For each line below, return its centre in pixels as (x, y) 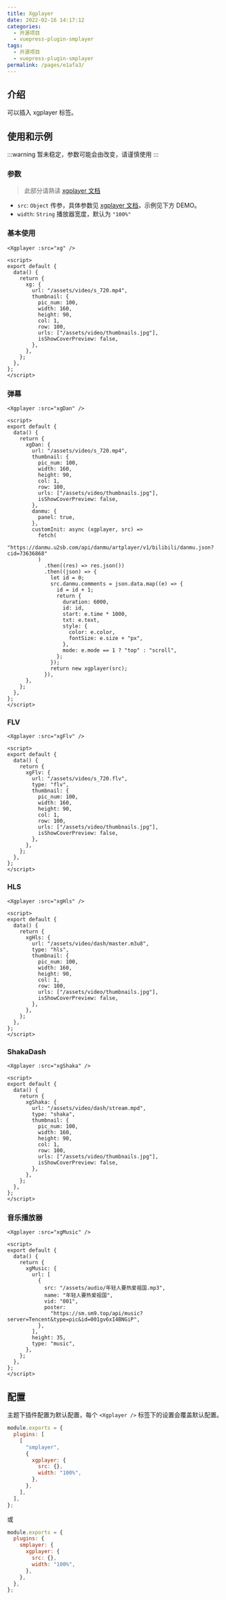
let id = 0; (68, 578)
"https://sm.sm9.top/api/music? (97, 1314)
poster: (55, 1308)
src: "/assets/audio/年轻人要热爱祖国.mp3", (105, 1288)
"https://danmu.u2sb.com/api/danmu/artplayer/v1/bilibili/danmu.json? (111, 548)
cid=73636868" (28, 554)
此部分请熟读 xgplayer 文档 (62, 190)
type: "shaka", (54, 1114)
